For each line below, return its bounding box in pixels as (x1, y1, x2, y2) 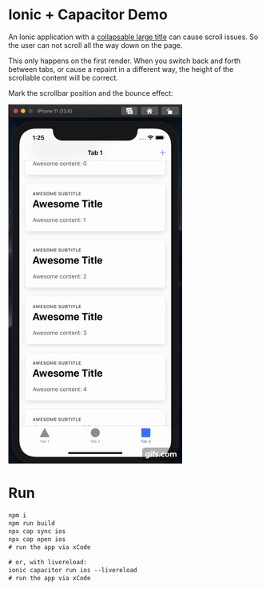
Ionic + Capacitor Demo (8, 6, 168, 24)
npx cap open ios (8, 535, 66, 544)
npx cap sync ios (8, 527, 66, 536)
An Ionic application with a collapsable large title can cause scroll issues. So (8, 32, 259, 42)
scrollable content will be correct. (8, 73, 118, 82)
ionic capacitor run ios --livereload (8, 566, 137, 574)
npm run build (8, 519, 56, 528)
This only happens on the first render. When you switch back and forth (8, 56, 241, 65)
